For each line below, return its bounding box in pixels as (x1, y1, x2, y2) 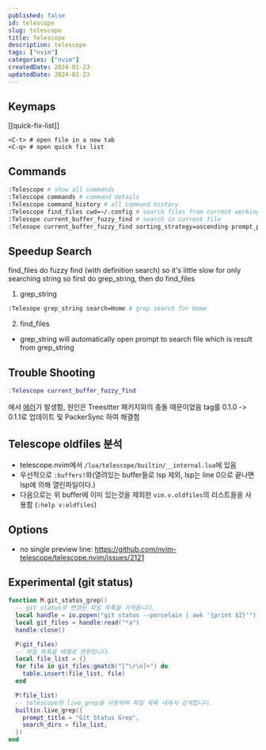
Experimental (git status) (8, 576, 134, 589)
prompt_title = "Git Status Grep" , (22, 714, 140, 721)
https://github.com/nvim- (94, 544, 177, 553)
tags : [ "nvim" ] (8, 48, 59, 56)
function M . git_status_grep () (8, 596, 108, 605)
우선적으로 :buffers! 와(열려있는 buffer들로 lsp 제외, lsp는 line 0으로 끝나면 (19, 469, 255, 480)
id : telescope (8, 19, 55, 27)
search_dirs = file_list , (22, 721, 108, 729)
